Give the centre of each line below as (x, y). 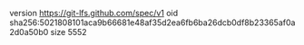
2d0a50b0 (29, 32)
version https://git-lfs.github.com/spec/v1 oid (94, 13)
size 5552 (69, 32)
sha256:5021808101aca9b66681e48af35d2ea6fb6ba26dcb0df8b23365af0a (152, 22)
